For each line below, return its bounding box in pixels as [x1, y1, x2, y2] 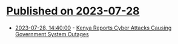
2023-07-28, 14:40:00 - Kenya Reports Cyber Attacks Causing [15, 24, 172, 31]
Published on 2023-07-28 [6, 4, 140, 18]
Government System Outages [15, 30, 89, 37]
